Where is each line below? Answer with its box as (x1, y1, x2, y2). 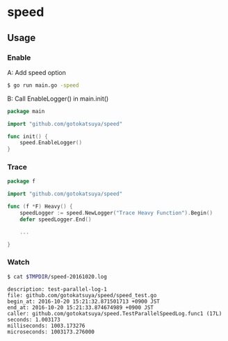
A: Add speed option (7, 68, 66, 76)
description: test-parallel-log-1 (7, 285, 108, 292)
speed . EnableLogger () (19, 140, 82, 147)
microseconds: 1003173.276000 (7, 328, 95, 335)
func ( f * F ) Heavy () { (7, 203, 73, 210)
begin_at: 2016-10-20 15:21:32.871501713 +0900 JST (7, 298, 160, 305)
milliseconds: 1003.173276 (7, 322, 85, 329)
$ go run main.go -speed (7, 81, 79, 89)
